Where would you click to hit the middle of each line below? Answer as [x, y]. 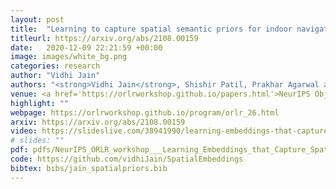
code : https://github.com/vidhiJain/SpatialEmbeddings [127, 159]
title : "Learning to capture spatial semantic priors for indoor [151, 29]
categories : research [55, 66]
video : [24, 131]
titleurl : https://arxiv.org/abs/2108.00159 [104, 38]
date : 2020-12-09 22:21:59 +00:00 [86, 47]
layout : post [37, 19]
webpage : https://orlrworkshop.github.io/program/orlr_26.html [145, 112]
